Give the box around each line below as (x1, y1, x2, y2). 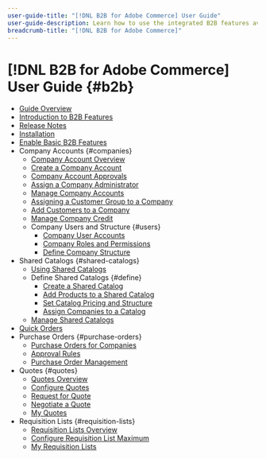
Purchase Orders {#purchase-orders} (18, 332, 142, 342)
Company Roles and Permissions (42, 239, 151, 249)
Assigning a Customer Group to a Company (30, 196, 174, 207)
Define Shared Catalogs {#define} (30, 273, 142, 282)
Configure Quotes (30, 383, 90, 392)
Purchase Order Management (30, 357, 128, 367)
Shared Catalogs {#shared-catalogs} (18, 256, 140, 266)
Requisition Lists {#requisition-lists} (18, 417, 136, 426)
